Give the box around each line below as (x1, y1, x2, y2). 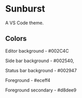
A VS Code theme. (5, 20, 44, 26)
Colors (5, 34, 27, 43)
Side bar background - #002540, (5, 58, 74, 64)
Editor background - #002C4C (5, 47, 69, 54)
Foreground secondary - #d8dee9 (5, 87, 77, 93)
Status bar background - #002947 (5, 67, 77, 73)
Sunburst (5, 3, 46, 15)
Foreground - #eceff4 (5, 77, 51, 83)
